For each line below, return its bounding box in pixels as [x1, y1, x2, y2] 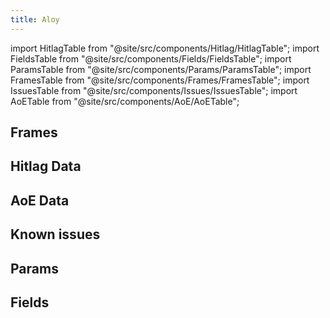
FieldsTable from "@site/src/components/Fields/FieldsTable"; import [10, 52, 292, 65]
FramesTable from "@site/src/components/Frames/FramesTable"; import [10, 74, 310, 86]
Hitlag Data [10, 158, 82, 175]
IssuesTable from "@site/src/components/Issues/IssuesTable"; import [10, 84, 298, 96]
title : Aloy [10, 14, 60, 25]
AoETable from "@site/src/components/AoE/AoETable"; [10, 95, 240, 107]
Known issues [10, 226, 101, 243]
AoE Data [10, 192, 70, 209]
